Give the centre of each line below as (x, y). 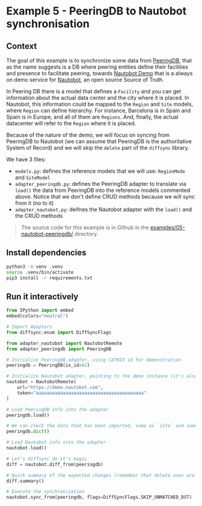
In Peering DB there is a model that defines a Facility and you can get (94, 91)
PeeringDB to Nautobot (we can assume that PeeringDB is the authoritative (99, 141)
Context (22, 46)
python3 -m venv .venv (35, 267)
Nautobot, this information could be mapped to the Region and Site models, (100, 104)
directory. (86, 234)
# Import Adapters (29, 327)
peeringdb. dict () (28, 431)
